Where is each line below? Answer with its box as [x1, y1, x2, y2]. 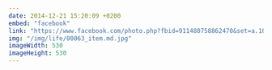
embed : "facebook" [8, 19, 70, 27]
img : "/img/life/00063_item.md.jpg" [8, 34, 132, 43]
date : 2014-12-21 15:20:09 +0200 [8, 11, 121, 20]
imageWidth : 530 [8, 42, 63, 50]
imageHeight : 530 [8, 49, 67, 57]
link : [8, 27, 27, 35]
